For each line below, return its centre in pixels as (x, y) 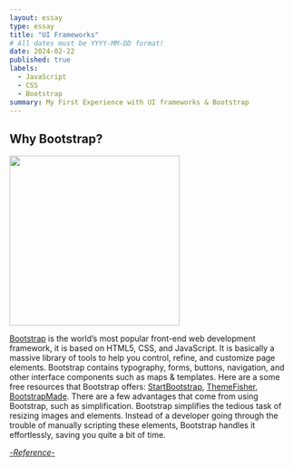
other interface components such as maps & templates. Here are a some (145, 377)
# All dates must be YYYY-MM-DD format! (87, 43)
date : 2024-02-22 (42, 52)
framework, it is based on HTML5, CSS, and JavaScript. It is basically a (142, 348)
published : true (40, 60)
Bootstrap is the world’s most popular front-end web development (132, 339)
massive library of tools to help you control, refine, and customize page (142, 358)
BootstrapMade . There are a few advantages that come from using (134, 396)
